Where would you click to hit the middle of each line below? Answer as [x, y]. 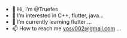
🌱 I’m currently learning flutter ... [52, 22]
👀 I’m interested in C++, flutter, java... [58, 15]
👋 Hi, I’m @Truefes [35, 9]
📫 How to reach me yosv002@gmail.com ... [66, 28]
